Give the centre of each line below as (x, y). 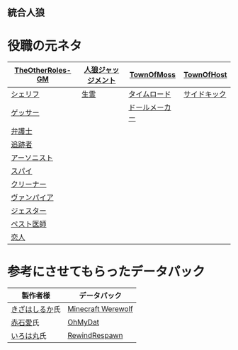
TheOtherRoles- (42, 71)
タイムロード (150, 94)
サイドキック (205, 94)
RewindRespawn (95, 336)
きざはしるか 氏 (36, 310)
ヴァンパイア (33, 198)
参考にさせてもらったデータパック (106, 272)
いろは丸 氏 (29, 336)
